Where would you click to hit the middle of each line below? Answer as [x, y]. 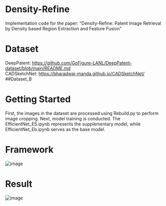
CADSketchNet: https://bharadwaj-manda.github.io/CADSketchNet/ [75, 74]
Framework [29, 150]
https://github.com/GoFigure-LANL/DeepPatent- [82, 63]
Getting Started [38, 99]
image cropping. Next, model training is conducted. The [63, 118]
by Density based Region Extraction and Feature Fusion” [63, 28]
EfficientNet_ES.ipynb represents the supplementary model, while [73, 124]
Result [19, 184]
